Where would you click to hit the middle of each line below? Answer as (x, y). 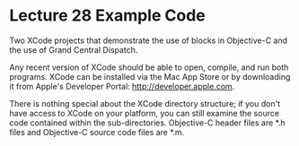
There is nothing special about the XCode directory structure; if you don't (145, 103)
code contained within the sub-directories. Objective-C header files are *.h (147, 123)
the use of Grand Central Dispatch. (74, 49)
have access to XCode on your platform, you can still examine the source (145, 113)
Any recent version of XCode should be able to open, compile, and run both (149, 67)
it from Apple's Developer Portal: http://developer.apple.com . (122, 86)
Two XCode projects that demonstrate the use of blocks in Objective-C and (149, 40)
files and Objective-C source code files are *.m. (97, 132)
